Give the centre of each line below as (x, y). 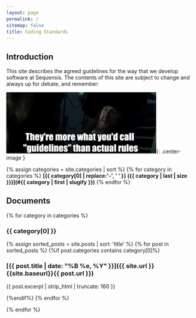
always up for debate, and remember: (53, 84)
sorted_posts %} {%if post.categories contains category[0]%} (83, 250)
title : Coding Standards (37, 32)
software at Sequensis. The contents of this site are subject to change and (98, 77)
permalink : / (22, 19)
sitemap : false (25, 25)
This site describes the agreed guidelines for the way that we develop (92, 71)
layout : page (22, 13)
